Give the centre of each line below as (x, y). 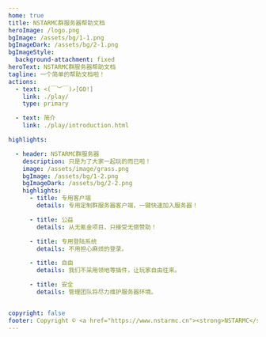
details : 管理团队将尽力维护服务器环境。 (97, 292)
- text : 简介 (36, 118)
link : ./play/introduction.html (76, 126)
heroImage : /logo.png (44, 30)
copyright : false (37, 313)
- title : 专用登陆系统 (63, 241)
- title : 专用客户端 (60, 199)
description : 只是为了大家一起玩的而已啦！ (87, 161)
